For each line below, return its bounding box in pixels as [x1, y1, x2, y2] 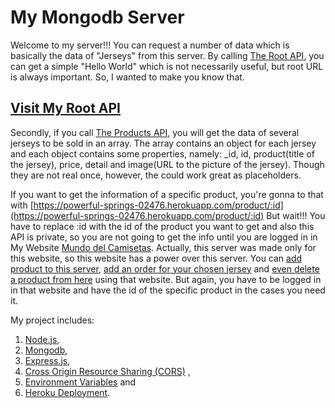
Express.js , [24, 354, 71, 366]
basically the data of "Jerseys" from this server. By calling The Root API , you [10, 49, 325, 61]
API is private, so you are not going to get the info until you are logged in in [10, 231, 318, 243]
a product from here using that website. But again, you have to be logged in [10, 273, 322, 285]
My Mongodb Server [10, 6, 185, 29]
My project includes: [10, 314, 95, 326]
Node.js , [24, 333, 60, 345]
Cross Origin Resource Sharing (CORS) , [24, 365, 191, 377]
